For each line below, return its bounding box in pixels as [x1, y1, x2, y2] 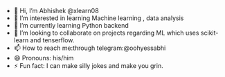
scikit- [200, 28, 219, 37]
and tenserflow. [30, 36, 75, 44]
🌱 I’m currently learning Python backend [13, 22, 129, 29]
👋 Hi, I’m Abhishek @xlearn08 [13, 7, 99, 15]
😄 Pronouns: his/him [13, 54, 74, 62]
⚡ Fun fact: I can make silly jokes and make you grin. [13, 62, 164, 69]
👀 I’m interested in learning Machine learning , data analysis [13, 14, 184, 22]
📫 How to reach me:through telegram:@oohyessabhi [13, 44, 166, 52]
